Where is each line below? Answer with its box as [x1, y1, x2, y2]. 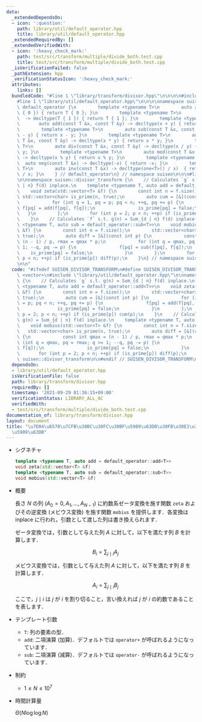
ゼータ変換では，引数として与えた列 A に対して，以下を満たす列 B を [14, 529, 186, 536]
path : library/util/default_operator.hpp [17, 25, 122, 32]
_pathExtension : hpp [11, 71, 63, 77]
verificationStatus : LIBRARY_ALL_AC [11, 395, 103, 401]
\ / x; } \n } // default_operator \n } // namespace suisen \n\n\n [17, 171, 189, 178]
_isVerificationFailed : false [11, 64, 87, 71]
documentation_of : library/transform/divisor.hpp [6, 412, 133, 418]
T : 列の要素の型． [23, 629, 67, 636]
